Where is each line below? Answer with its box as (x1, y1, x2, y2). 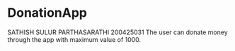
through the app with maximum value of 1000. (7, 35, 142, 43)
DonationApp (7, 5, 87, 21)
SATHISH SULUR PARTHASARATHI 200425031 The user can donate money (7, 28, 228, 36)
